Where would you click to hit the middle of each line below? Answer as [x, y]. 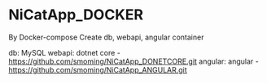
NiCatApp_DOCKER [76, 15]
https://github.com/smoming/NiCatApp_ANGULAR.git [98, 69]
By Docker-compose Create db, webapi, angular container [106, 37]
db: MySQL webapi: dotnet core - [64, 52]
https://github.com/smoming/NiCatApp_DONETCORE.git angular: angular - [133, 61]
